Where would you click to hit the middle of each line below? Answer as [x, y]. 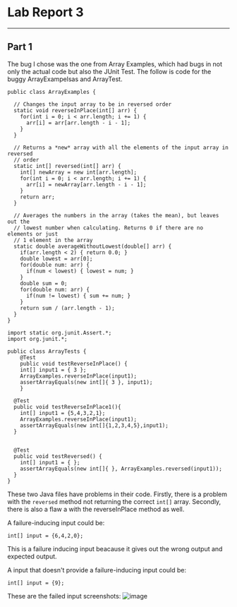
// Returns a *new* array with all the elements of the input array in [121, 148]
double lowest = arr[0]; [56, 258]
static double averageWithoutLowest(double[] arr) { [93, 246]
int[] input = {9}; [36, 583]
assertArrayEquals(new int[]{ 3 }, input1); [86, 382]
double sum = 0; [44, 283]
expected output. [32, 556]
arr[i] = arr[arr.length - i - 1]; [78, 123]
